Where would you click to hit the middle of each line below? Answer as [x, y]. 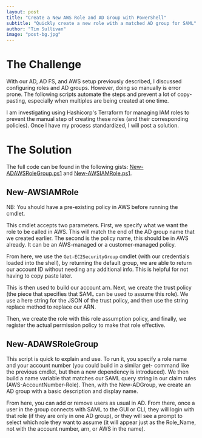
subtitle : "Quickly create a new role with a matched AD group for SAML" [102, 23]
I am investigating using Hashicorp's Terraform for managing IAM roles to [98, 112]
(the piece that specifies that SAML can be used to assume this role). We [97, 294]
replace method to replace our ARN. [51, 307]
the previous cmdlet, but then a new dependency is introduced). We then [98, 372]
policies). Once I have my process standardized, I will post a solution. [93, 126]
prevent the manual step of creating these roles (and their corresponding [97, 119]
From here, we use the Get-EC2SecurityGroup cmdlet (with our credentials [98, 256]
